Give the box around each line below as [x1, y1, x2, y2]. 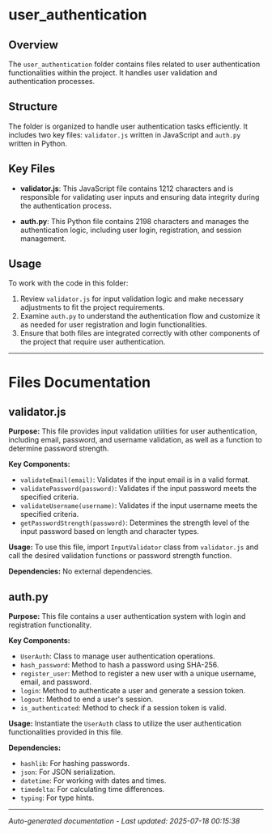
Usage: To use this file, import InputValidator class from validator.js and [8, 542, 259, 552]
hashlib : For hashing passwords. [19, 759, 130, 768]
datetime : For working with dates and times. [19, 776, 167, 785]
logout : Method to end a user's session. [19, 694, 154, 705]
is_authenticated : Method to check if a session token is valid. [19, 703, 227, 713]
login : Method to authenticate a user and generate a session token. [19, 686, 245, 696]
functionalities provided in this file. [8, 727, 124, 737]
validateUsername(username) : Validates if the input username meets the [19, 501, 257, 510]
